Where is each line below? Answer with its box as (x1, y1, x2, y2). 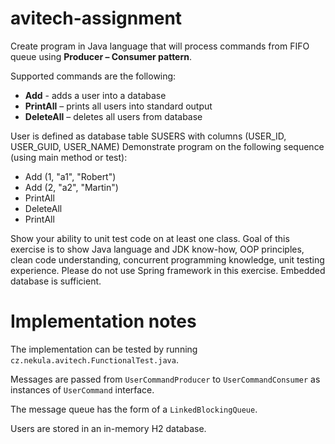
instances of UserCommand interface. (10, 383, 155, 396)
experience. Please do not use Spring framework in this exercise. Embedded (10, 264, 326, 276)
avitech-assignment (10, 7, 183, 30)
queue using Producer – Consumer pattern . (10, 50, 193, 62)
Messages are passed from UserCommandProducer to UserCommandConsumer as (10, 373, 321, 385)
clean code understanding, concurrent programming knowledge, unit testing (10, 253, 325, 266)
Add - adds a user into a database (24, 89, 167, 101)
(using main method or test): (10, 151, 128, 163)
